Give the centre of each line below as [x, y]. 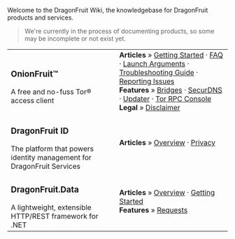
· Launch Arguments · [154, 64]
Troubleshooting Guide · [158, 73]
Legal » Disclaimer [149, 108]
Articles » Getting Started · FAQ [171, 55]
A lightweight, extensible [51, 207]
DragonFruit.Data [45, 190]
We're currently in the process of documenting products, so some [119, 31]
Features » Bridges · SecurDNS [170, 90]
